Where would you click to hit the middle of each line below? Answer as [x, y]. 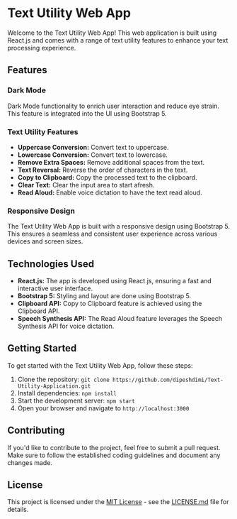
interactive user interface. [55, 288]
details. [18, 510]
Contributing [36, 431]
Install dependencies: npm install [67, 393]
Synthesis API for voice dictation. [66, 326]
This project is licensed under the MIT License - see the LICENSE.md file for [118, 502]
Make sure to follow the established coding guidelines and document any [114, 455]
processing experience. [42, 48]
